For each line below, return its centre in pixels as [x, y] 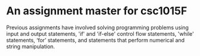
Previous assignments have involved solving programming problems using [98, 27]
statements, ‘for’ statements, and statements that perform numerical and [96, 40]
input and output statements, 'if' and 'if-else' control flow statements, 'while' [100, 33]
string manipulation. [31, 46]
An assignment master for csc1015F [97, 11]
